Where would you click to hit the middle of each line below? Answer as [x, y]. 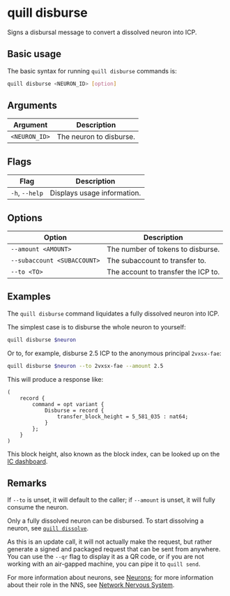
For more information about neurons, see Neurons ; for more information [110, 578]
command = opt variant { [68, 404]
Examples [29, 297]
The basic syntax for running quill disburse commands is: [92, 70]
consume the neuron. [38, 507]
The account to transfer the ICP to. [163, 272]
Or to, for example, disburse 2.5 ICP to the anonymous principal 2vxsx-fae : [114, 353]
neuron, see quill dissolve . [48, 528]
